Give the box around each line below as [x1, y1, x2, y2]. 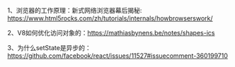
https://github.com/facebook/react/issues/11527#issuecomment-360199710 [7, 51, 229, 60]
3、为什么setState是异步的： [7, 44, 91, 51]
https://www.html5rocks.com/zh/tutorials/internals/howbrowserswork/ [7, 14, 214, 23]
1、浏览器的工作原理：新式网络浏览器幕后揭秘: [7, 6, 142, 14]
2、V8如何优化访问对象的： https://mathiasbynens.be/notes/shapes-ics [7, 29, 215, 37]
